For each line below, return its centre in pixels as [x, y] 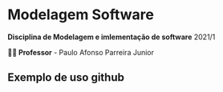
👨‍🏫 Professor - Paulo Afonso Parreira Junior [81, 52]
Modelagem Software [81, 15]
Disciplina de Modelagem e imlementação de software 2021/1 [111, 37]
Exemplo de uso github [66, 78]
